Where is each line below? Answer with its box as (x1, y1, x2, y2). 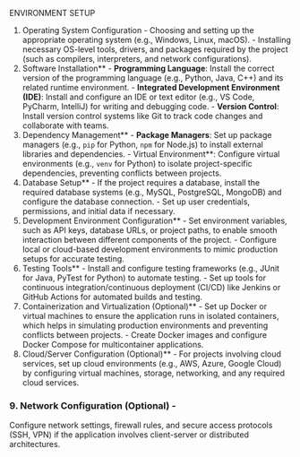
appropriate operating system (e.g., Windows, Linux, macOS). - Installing (21, 35, 291, 45)
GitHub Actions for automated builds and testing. (21, 291, 203, 302)
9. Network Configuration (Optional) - (9, 399, 176, 411)
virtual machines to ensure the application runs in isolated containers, (21, 311, 279, 321)
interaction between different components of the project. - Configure (21, 235, 278, 245)
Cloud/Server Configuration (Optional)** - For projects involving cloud (21, 349, 282, 359)
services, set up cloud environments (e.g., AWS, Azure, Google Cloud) (21, 358, 282, 368)
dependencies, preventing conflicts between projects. (21, 168, 222, 178)
